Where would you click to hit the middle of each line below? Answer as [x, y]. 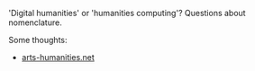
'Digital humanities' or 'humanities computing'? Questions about [127, 13]
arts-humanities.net [58, 57]
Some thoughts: [38, 40]
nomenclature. [35, 22]
